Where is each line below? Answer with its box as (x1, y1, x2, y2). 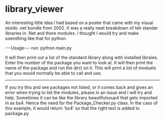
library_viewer (5, 3, 64, 15)
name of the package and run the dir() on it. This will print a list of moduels (5, 65, 156, 71)
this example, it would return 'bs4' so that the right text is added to (5, 105, 140, 111)
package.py (5, 110, 29, 116)
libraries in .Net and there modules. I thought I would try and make (5, 30, 139, 36)
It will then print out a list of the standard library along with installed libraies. (5, 54, 159, 60)
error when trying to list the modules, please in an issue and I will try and (5, 90, 152, 95)
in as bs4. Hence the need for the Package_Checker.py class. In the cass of (5, 100, 158, 106)
